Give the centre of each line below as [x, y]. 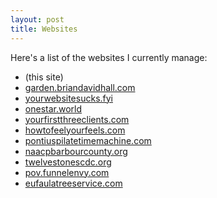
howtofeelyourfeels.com [75, 130]
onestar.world [53, 108]
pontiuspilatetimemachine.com [88, 140]
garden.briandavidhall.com [80, 87]
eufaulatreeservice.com [73, 183]
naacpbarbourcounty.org [76, 151]
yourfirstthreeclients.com [77, 119]
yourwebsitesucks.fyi [68, 98]
